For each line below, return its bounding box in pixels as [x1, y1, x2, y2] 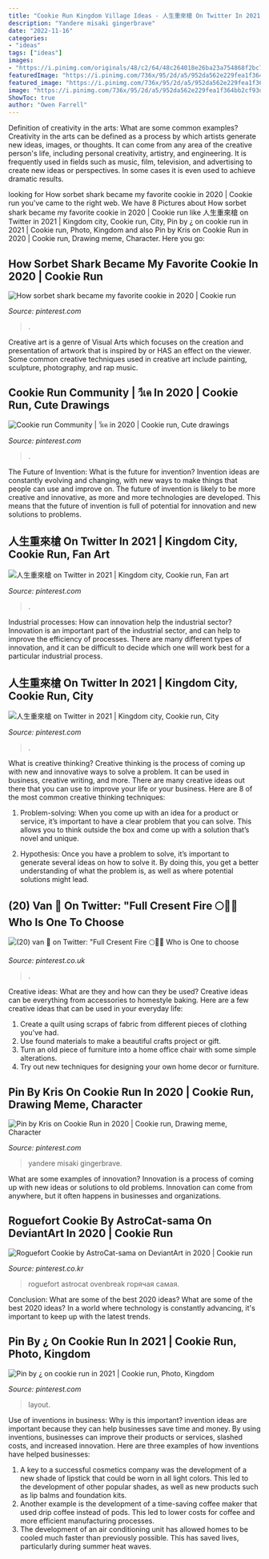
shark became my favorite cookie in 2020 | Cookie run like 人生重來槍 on [8, 207, 249, 217]
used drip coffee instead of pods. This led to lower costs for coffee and [19, 1507, 255, 1517]
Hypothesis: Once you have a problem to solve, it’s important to [19, 849, 230, 859]
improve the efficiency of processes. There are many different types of [8, 634, 243, 643]
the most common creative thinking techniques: [8, 792, 166, 802]
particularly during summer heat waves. [19, 1541, 152, 1551]
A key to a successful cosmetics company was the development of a [19, 1464, 247, 1474]
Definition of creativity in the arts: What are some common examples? [8, 123, 239, 133]
